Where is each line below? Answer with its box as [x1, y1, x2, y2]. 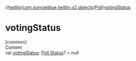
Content [5, 44, 22, 50]
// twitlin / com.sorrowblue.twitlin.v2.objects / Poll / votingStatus [5, 5, 131, 10]
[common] [5, 39, 27, 45]
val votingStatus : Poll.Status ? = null [5, 49, 79, 55]
